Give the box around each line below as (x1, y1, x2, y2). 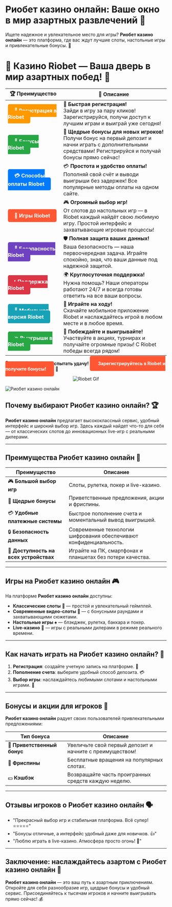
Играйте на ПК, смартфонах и (69, 547, 143, 554)
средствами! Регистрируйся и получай (63, 147, 161, 154)
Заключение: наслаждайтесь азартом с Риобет (5, 857, 167, 867)
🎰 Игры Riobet (14, 212, 50, 219)
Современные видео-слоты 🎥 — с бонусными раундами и (12, 608, 143, 614)
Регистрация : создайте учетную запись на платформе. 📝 (12, 664, 139, 670)
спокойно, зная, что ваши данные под (63, 256, 158, 263)
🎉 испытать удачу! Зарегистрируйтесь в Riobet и (5, 360, 165, 366)
